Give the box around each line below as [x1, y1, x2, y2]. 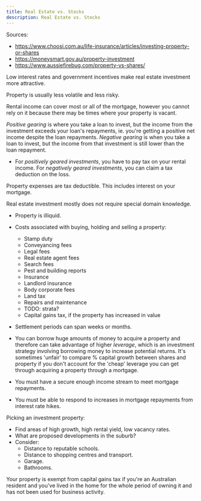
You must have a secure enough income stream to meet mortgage [14, 378, 179, 385]
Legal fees [23, 248, 50, 255]
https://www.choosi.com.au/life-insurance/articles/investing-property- [14, 43, 190, 50]
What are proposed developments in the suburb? [14, 432, 136, 439]
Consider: [14, 438, 40, 445]
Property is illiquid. [14, 212, 62, 219]
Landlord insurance [23, 279, 72, 286]
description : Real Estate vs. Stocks [6, 14, 101, 20]
